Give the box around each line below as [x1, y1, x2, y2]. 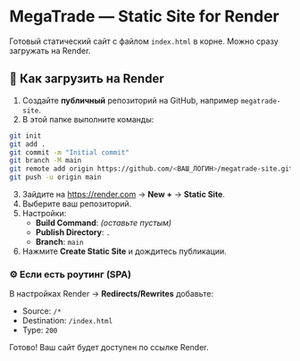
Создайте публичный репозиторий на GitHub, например [21, 95, 239, 105]
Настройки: [21, 208, 67, 218]
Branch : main [35, 237, 84, 247]
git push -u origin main [9, 172, 102, 182]
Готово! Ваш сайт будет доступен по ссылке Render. [9, 342, 209, 353]
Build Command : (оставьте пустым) [35, 217, 172, 228]
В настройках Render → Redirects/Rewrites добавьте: [9, 289, 214, 299]
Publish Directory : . [35, 227, 111, 238]
